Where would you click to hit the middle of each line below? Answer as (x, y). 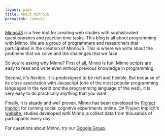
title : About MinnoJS (27, 14)
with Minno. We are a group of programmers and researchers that (72, 43)
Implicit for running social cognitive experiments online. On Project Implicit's (82, 108)
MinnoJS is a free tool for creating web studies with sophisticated (72, 33)
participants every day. (28, 119)
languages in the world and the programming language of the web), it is (78, 88)
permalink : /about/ (25, 19)
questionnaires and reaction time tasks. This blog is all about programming (81, 38)
